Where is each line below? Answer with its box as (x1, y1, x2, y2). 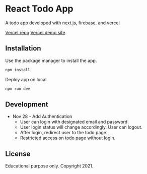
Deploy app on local (5, 76, 47, 82)
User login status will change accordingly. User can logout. (20, 124, 142, 130)
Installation (5, 44, 41, 53)
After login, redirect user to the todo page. (20, 130, 108, 136)
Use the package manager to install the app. (5, 57, 97, 64)
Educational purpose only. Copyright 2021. (5, 163, 94, 169)
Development (5, 100, 49, 108)
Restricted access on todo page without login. (20, 135, 116, 141)
